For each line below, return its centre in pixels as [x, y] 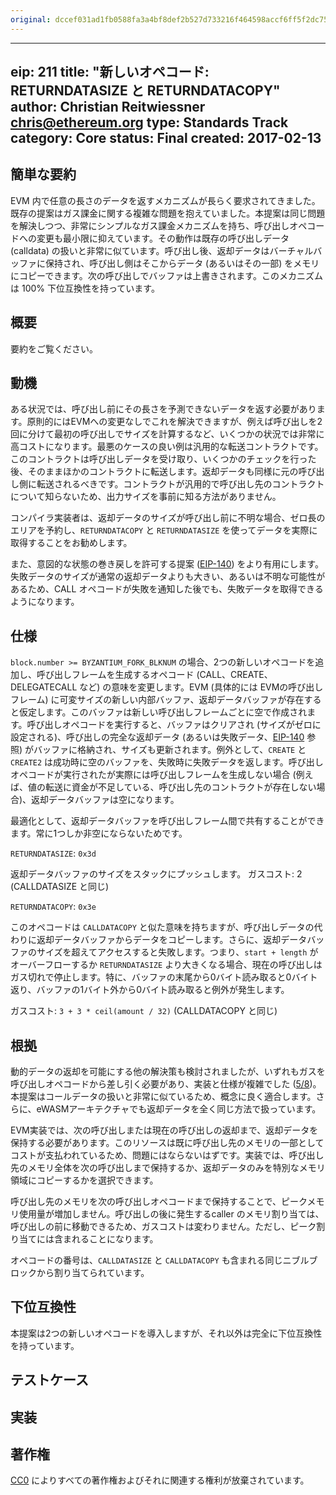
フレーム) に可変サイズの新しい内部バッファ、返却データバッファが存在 [157, 700]
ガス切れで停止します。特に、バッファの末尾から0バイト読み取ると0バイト [164, 977]
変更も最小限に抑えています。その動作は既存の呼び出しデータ [163, 238]
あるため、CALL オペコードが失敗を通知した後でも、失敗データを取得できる [167, 589]
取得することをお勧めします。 [71, 543]
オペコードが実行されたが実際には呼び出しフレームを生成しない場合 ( [153, 775]
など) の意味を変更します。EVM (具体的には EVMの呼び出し [201, 687]
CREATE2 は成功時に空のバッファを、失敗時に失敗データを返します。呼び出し [167, 762]
